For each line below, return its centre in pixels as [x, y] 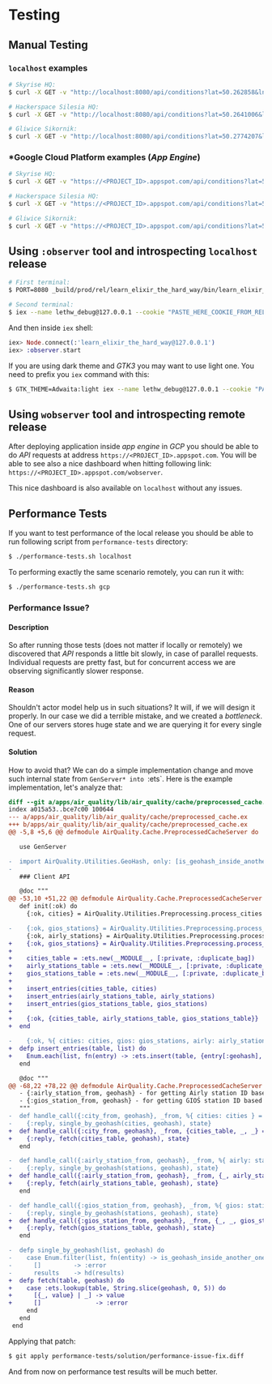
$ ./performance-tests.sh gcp [59, 587]
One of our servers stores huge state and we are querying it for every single [135, 725]
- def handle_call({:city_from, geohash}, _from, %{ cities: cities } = [136, 1116]
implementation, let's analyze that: [66, 787]
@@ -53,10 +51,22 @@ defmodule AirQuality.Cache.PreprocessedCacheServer [136, 899]
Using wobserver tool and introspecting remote [127, 414]
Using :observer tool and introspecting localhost [133, 252]
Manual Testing [49, 45]
